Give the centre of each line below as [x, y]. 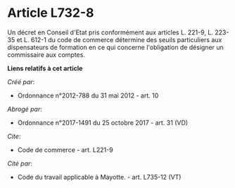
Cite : [14, 136]
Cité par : [20, 163]
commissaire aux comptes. [46, 55]
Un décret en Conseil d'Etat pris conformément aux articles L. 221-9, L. [110, 32]
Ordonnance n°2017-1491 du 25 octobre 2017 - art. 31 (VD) [103, 122]
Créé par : [21, 81]
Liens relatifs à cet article [45, 68]
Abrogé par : [25, 109]
